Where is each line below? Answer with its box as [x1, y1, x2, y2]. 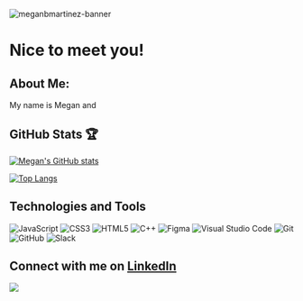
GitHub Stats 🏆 [9, 127, 99, 142]
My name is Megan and [9, 100, 96, 110]
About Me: [9, 76, 70, 91]
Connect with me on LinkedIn [9, 259, 178, 274]
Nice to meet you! [9, 41, 144, 60]
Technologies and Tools [9, 199, 147, 214]
